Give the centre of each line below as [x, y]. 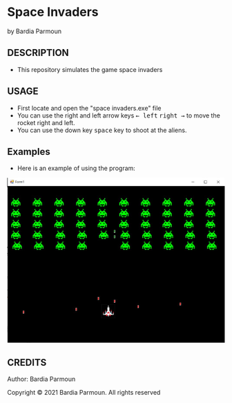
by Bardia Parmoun [35, 31]
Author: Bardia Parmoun [41, 379]
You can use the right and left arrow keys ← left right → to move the [119, 115]
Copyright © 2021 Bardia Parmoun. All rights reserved [84, 392]
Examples [29, 152]
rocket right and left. [46, 122]
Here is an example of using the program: [76, 168]
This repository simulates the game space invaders [90, 69]
